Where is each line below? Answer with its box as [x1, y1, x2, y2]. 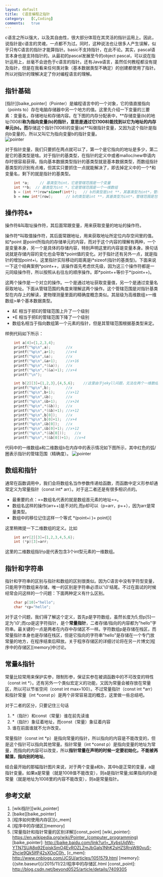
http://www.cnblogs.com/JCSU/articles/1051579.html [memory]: [12, 855, 140, 861]
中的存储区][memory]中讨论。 [9, 644, 69, 650]
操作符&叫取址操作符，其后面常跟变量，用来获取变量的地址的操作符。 [5, 222, 144, 229]
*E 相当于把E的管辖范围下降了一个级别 [12, 314, 90, 320]
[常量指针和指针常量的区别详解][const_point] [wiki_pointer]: [12, 829, 131, 835]
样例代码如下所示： [5, 331, 44, 337]
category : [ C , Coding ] [5, 16, 53, 21]
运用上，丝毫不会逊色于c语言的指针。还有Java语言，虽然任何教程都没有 [9, 59, 153, 65]
